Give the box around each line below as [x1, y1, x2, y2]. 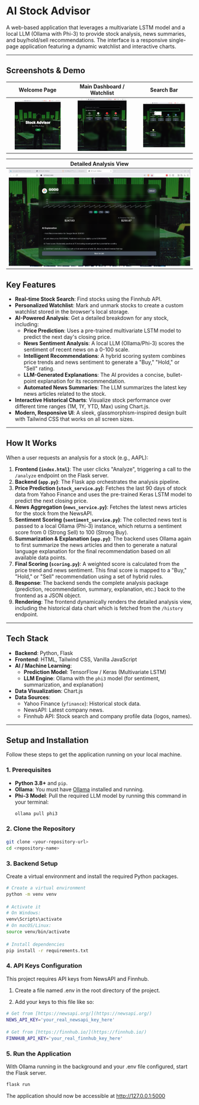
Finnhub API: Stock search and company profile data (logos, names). [23, 712, 192, 720]
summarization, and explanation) [23, 681, 104, 688]
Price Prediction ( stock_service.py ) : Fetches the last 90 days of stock [14, 484, 187, 492]
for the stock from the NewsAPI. [14, 509, 94, 517]
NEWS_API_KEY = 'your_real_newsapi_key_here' [6, 1016, 115, 1023]
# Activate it [6, 903, 41, 910]
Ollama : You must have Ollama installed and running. [14, 786, 144, 793]
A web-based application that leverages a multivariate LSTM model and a [6, 24, 185, 31]
